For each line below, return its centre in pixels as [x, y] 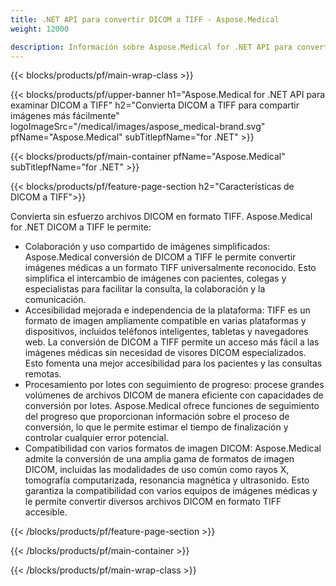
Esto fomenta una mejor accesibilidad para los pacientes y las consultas [173, 363]
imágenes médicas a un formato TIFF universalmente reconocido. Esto [170, 268]
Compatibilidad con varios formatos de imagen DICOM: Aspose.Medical [173, 448]
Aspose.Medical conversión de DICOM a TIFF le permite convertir [160, 257]
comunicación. [55, 300]
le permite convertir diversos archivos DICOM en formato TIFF [153, 502]
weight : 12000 [40, 29]
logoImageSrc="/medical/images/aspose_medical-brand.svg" [138, 127]
